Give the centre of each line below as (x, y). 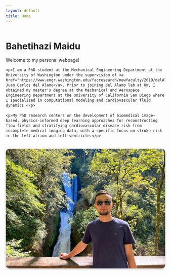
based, (13, 121)
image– (148, 116)
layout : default (23, 11)
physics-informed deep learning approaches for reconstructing (90, 121)
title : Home (18, 16)
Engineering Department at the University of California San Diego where (85, 95)
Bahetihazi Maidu (43, 46)
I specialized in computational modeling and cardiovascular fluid (78, 101)
